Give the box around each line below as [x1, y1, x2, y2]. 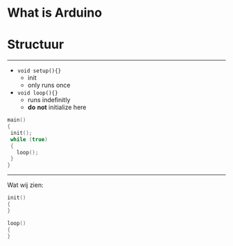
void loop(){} [17, 90, 58, 97]
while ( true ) [10, 136, 49, 143]
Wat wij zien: [7, 181, 44, 189]
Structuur [7, 37, 64, 53]
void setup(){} [17, 67, 62, 74]
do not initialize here [27, 103, 87, 112]
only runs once [27, 81, 71, 90]
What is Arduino [7, 5, 103, 21]
